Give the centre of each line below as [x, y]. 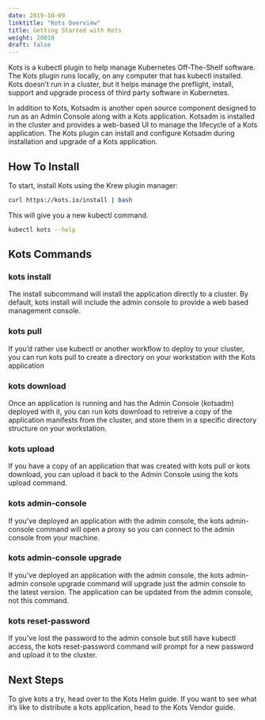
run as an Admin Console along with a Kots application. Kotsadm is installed [132, 116]
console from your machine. [54, 537]
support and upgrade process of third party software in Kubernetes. [119, 93]
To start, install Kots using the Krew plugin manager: [93, 185]
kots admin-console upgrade [65, 558]
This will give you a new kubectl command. [78, 215]
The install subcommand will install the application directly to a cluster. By [129, 294]
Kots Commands [50, 254]
